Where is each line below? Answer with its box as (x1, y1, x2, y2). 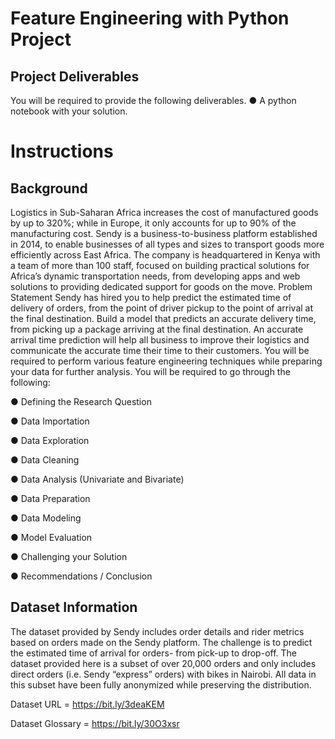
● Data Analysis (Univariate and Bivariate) (10, 473, 185, 485)
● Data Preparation (10, 493, 91, 504)
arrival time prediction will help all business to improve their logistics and (10, 334, 310, 346)
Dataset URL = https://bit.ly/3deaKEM (10, 698, 165, 710)
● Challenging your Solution (10, 551, 128, 562)
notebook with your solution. (10, 105, 128, 117)
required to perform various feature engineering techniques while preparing (10, 355, 323, 367)
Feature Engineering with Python (10, 7, 290, 30)
